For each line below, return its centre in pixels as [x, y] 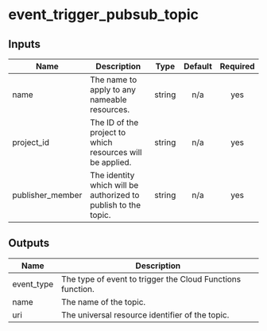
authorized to [115, 195]
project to [108, 132]
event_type [33, 284]
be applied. [111, 162]
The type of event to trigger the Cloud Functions [151, 278]
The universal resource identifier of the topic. [145, 314]
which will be [114, 185]
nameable [108, 99]
